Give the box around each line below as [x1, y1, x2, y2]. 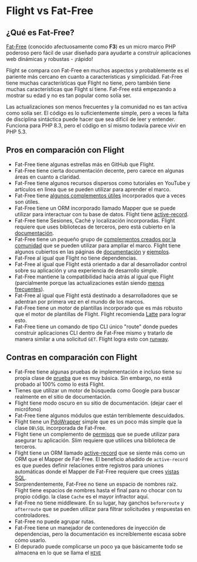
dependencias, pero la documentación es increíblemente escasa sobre [14, 530, 186, 537]
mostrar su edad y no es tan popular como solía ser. [6, 92, 132, 99]
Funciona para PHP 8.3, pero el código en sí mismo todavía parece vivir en [6, 122, 186, 129]
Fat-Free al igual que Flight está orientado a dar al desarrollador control [14, 260, 187, 268]
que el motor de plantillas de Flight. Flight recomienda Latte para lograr [14, 310, 186, 318]
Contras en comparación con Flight [6, 352, 138, 362]
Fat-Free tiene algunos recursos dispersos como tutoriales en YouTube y [14, 179, 191, 186]
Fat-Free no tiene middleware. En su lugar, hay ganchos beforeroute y [14, 499, 184, 506]
